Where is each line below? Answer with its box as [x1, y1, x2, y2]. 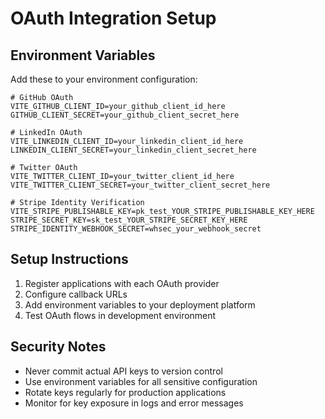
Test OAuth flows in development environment [24, 309, 217, 321]
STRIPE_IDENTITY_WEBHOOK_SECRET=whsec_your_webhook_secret [10, 224, 262, 234]
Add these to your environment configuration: [10, 73, 198, 85]
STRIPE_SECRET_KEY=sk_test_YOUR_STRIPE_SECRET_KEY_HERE [10, 215, 248, 225]
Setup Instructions [10, 251, 129, 268]
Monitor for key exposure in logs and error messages [24, 397, 244, 409]
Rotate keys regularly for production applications [24, 386, 227, 398]
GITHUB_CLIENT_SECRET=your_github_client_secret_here [10, 110, 240, 120]
